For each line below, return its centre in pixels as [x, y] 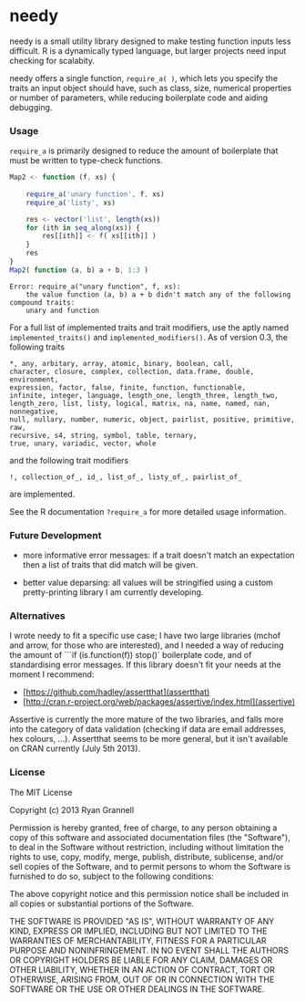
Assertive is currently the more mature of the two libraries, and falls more [147, 720]
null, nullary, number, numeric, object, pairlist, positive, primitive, [152, 419]
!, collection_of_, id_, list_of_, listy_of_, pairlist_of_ [126, 477]
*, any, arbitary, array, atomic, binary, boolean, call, [122, 363]
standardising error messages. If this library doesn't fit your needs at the [145, 665]
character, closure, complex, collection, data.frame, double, [132, 371]
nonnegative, [34, 412]
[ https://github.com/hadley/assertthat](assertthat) [116, 692]
